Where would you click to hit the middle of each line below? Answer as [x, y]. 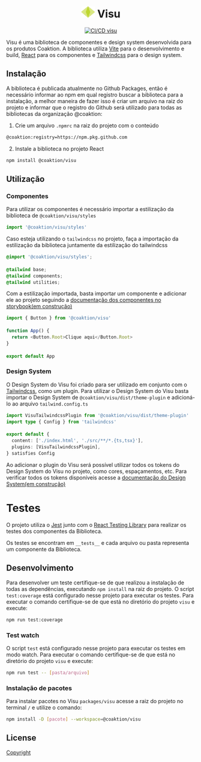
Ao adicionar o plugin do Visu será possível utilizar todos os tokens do [93, 464]
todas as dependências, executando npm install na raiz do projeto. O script [100, 589]
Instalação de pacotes [39, 688]
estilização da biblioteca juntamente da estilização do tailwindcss [87, 245]
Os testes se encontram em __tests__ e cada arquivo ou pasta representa [98, 542]
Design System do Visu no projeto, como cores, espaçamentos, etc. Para [97, 471]
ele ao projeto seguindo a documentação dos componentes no [84, 300]
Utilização [25, 179]
